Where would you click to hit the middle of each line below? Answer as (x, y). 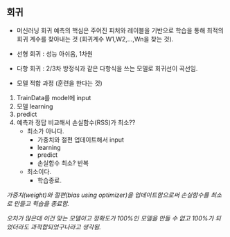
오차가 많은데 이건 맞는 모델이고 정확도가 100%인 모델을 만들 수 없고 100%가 (110, 218)
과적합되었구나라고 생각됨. (65, 227)
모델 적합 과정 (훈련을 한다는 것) (60, 83)
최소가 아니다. (45, 131)
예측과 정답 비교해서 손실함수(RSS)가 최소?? (76, 122)
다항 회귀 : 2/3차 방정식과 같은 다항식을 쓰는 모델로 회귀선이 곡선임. (107, 68)
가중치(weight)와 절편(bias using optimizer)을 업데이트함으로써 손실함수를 (108, 195)
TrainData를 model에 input (54, 97)
